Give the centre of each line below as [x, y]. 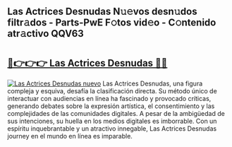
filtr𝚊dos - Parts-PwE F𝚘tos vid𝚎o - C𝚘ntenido [112, 23]
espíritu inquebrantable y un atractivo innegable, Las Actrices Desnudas [112, 129]
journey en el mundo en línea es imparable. [70, 136]
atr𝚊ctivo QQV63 [46, 34]
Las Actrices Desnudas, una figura [152, 83]
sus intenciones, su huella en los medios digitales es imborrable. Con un [112, 121]
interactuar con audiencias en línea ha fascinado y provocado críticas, [109, 99]
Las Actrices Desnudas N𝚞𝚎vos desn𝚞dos [102, 12]
